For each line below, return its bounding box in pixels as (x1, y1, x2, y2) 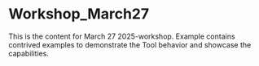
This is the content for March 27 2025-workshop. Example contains (8, 31, 235, 41)
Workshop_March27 (8, 5, 150, 23)
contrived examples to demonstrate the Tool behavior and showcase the (8, 39, 252, 49)
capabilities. (8, 48, 49, 58)
